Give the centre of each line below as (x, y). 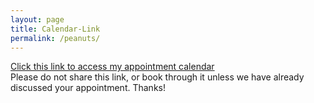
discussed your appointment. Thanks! (88, 88)
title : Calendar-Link (55, 29)
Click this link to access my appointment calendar (112, 67)
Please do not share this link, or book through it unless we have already (157, 77)
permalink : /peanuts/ (55, 38)
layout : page (37, 19)
